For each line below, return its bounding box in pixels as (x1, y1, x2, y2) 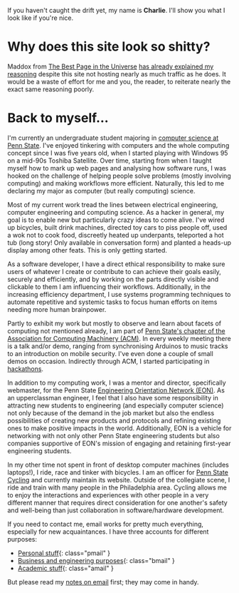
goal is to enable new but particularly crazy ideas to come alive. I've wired (7, 216, 225, 224)
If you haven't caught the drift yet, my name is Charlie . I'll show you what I (7, 6, 225, 14)
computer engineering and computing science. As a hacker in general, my (7, 208, 225, 216)
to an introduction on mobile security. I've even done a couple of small (7, 349, 213, 358)
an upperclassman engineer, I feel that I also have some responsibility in (7, 393, 218, 402)
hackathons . (7, 364, 44, 373)
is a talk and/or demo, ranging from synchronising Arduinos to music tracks (7, 342, 228, 350)
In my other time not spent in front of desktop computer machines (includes (7, 460, 229, 469)
